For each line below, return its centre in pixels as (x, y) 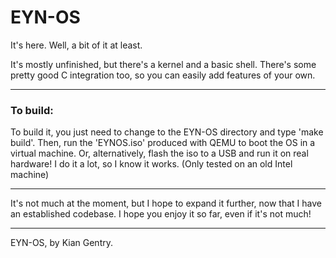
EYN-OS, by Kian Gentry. (61, 243)
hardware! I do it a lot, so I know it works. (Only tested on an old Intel (151, 164)
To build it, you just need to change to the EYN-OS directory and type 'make (167, 132)
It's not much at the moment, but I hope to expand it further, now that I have (166, 203)
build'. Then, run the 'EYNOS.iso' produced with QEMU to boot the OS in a (163, 143)
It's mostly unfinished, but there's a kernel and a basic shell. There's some (163, 64)
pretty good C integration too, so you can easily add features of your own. (163, 75)
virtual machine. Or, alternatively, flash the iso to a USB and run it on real (159, 153)
